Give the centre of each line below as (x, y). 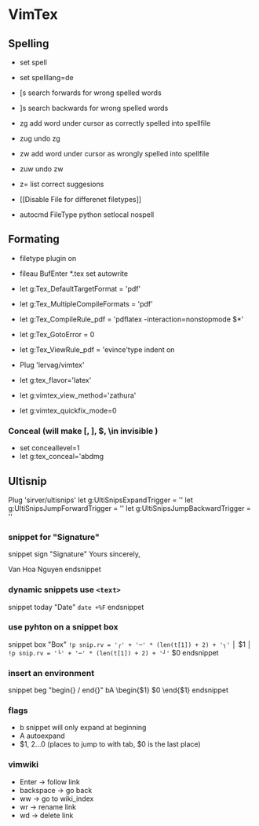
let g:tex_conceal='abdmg (62, 457)
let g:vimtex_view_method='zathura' (78, 395)
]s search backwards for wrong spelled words (94, 108)
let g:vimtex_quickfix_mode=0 (68, 410)
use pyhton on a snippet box (63, 627)
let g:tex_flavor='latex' (55, 380)
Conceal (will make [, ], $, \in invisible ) (83, 431)
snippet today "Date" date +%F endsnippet (76, 607)
